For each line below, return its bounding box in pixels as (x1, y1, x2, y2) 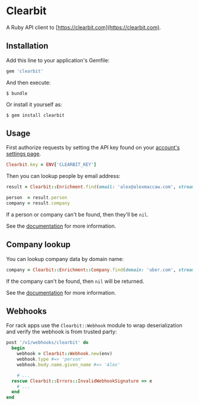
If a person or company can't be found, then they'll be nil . (6, 211, 149, 218)
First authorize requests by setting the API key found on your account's (6, 144, 180, 151)
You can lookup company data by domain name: (6, 255, 124, 262)
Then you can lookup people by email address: (6, 173, 121, 180)
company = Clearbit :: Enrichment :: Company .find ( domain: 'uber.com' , (6, 267, 176, 273)
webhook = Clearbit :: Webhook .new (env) (17, 351, 113, 357)
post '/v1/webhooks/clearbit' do (6, 340, 89, 346)
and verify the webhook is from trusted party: (6, 328, 117, 336)
